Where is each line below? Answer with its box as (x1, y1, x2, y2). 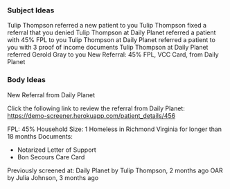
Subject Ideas (7, 6, 55, 15)
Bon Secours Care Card (17, 152, 85, 161)
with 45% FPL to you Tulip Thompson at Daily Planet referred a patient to (7, 36, 216, 44)
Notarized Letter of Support (17, 146, 97, 154)
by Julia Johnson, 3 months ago (7, 173, 99, 181)
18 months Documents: (7, 132, 73, 140)
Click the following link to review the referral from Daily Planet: (7, 104, 185, 112)
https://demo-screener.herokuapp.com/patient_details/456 (7, 111, 175, 119)
